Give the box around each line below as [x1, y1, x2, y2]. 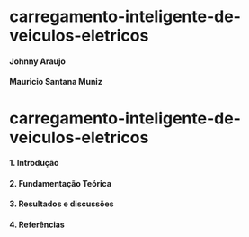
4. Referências [9, 219, 65, 230]
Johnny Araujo [9, 56, 66, 67]
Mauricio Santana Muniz [9, 77, 103, 87]
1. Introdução [9, 158, 59, 169]
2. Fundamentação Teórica [9, 178, 112, 188]
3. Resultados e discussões [9, 198, 114, 209]
